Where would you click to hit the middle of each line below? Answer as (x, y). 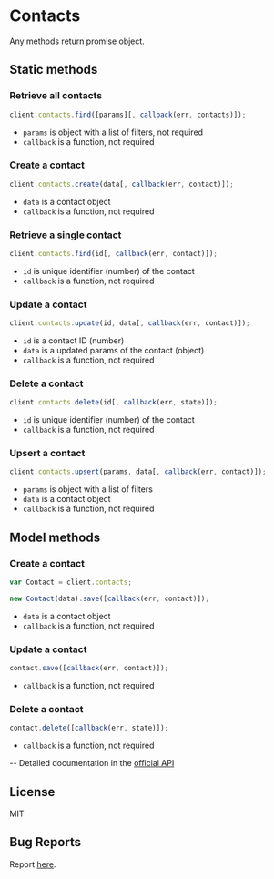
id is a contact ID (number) (73, 341)
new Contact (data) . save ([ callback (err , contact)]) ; (109, 598)
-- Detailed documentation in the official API (92, 763)
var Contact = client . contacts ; (71, 583)
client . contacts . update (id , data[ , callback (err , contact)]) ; (130, 323)
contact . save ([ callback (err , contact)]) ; (89, 669)
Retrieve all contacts (56, 96)
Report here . (33, 864)
